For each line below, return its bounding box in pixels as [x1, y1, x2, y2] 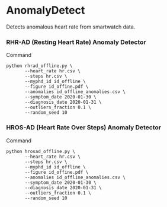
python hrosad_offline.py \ [6, 148, 76, 154]
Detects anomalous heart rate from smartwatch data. [6, 23, 136, 30]
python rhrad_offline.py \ [6, 63, 73, 69]
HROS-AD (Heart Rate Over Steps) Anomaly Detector [6, 123, 162, 132]
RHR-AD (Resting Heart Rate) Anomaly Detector [6, 38, 146, 46]
